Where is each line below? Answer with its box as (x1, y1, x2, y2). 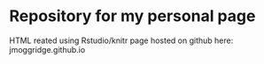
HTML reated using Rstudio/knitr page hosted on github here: (9, 35, 234, 46)
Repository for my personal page (9, 6, 256, 26)
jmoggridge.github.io (9, 44, 86, 54)
